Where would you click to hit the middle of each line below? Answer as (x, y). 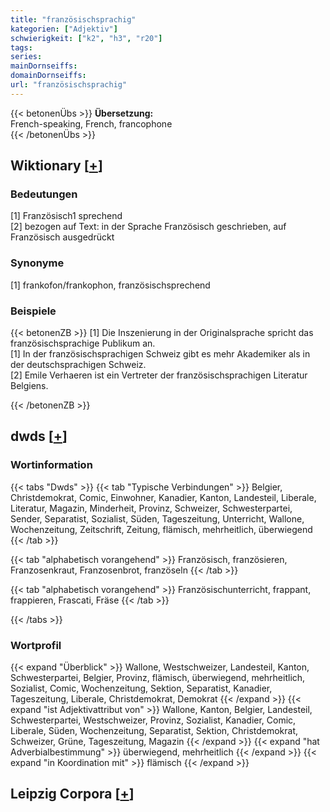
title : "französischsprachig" (73, 19)
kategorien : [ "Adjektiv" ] (64, 29)
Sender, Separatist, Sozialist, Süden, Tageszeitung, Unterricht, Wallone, (157, 518)
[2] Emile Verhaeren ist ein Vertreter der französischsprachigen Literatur (159, 375)
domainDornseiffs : (48, 76)
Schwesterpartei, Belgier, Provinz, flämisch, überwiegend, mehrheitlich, (158, 678)
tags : (21, 47)
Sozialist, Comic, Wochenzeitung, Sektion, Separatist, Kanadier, (141, 688)
